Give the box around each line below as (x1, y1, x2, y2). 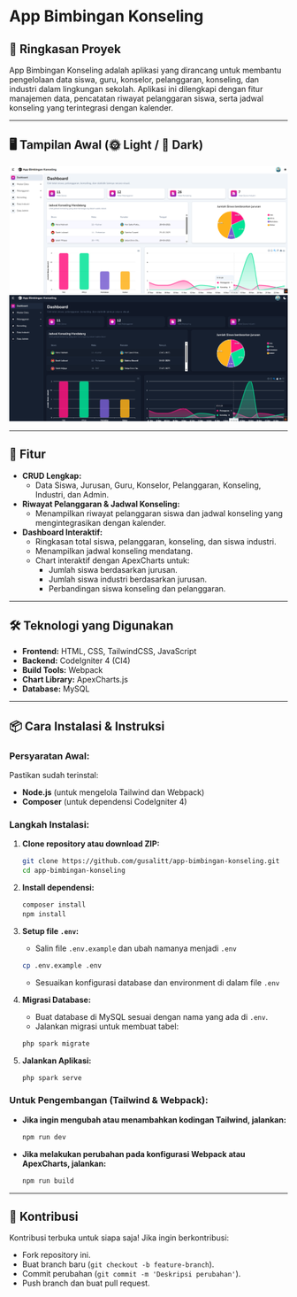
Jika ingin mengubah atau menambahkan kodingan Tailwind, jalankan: (21, 1114, 287, 1125)
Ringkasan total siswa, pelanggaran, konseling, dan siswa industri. (34, 536, 277, 546)
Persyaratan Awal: (9, 750, 90, 762)
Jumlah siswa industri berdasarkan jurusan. (48, 574, 208, 584)
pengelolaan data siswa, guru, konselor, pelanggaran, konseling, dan (9, 74, 259, 85)
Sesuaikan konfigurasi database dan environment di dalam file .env (34, 977, 280, 988)
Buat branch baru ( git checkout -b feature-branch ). (21, 1259, 215, 1270)
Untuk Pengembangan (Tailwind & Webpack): (9, 1094, 209, 1107)
